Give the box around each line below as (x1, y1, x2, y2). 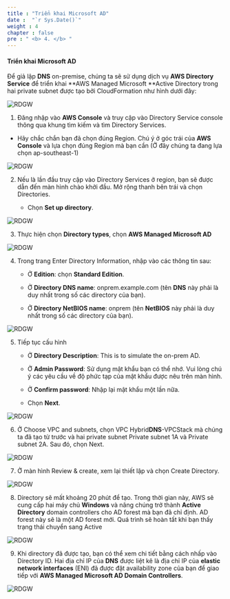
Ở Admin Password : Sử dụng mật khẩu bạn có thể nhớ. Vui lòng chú (27, 365, 222, 373)
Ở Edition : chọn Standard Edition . (27, 270, 125, 279)
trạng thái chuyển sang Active (17, 523, 103, 531)
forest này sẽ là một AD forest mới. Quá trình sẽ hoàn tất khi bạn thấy (17, 516, 213, 524)
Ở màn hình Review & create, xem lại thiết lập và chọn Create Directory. (17, 467, 220, 475)
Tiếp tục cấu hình (17, 338, 67, 346)
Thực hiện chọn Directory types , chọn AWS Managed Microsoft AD (17, 230, 212, 238)
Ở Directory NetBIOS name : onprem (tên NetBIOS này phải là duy (27, 304, 215, 313)
